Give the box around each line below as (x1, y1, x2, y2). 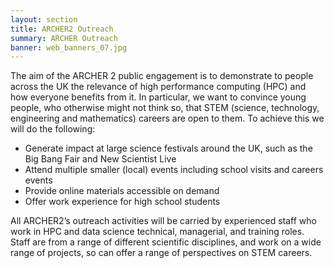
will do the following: (10, 123, 96, 135)
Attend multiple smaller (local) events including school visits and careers (24, 164, 324, 176)
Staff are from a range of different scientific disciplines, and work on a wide (10, 236, 322, 248)
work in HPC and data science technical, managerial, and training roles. (10, 226, 305, 238)
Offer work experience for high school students (24, 196, 221, 208)
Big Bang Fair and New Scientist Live (24, 153, 177, 165)
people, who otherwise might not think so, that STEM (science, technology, (10, 102, 320, 114)
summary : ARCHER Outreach (10, 33, 118, 43)
